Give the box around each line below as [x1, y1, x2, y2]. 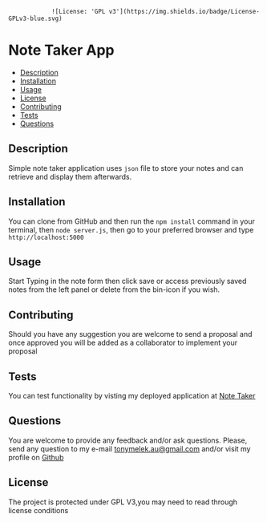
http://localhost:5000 [8, 233, 84, 241]
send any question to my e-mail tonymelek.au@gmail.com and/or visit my [8, 443, 251, 453]
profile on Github [8, 452, 64, 462]
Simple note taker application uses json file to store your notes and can [8, 163, 244, 172]
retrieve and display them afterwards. [8, 172, 132, 181]
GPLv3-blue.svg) [8, 14, 63, 22]
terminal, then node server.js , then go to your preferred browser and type [8, 225, 254, 234]
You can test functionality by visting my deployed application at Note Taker [8, 391, 256, 400]
